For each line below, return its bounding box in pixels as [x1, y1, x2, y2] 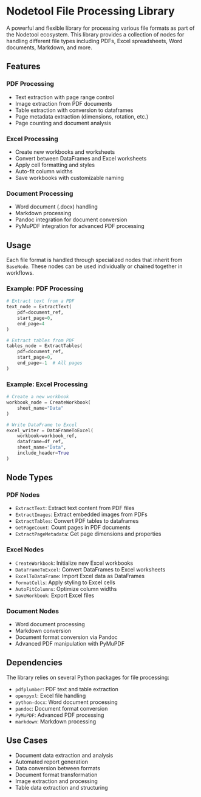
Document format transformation [15, 771, 98, 778]
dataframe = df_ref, [17, 439, 64, 445]
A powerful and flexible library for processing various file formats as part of [6, 24, 195, 32]
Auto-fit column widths [15, 167, 73, 174]
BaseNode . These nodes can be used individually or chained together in [6, 263, 183, 270]
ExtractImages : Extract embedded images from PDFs [15, 511, 148, 518]
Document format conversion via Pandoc [15, 633, 118, 641]
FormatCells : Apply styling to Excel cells [15, 579, 115, 586]
